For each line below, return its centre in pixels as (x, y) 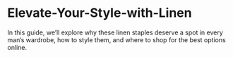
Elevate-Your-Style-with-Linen (100, 13)
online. (17, 47)
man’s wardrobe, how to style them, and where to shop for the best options (116, 39)
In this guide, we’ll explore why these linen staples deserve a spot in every (115, 32)
